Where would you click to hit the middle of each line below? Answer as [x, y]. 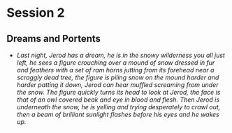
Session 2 [36, 13]
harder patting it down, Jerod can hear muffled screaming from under [117, 85]
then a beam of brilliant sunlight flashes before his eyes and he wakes [118, 114]
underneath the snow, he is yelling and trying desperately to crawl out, [118, 107]
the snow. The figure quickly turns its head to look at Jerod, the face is [118, 92]
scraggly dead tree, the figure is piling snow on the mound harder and [118, 77]
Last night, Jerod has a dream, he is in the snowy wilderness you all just [121, 55]
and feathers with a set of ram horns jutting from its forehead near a [115, 70]
